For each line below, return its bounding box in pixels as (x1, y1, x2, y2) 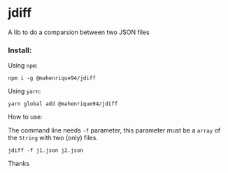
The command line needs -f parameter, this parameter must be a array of (8, 126, 221, 135)
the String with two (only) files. (8, 134, 99, 142)
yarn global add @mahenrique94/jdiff (8, 100, 118, 107)
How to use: (8, 113, 43, 121)
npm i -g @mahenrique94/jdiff (8, 75, 97, 82)
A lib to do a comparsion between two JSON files (8, 28, 150, 36)
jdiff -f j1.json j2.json (8, 147, 83, 154)
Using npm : (8, 61, 38, 70)
